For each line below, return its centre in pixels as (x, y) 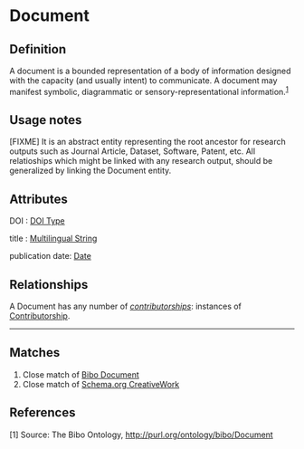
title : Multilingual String (53, 239)
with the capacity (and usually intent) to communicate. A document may (143, 81)
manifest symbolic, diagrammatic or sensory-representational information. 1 (149, 91)
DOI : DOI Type (37, 221)
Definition (38, 49)
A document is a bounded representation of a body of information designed (150, 71)
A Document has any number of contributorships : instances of (126, 306)
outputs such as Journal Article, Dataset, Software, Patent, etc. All (133, 151)
